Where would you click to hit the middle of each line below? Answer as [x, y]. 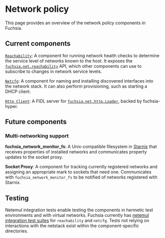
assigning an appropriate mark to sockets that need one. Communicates [78, 172]
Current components [38, 44]
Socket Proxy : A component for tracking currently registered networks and [81, 167]
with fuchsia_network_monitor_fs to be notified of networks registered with [81, 177]
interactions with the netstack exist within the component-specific [72, 226]
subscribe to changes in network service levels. [54, 71]
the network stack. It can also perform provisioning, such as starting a [76, 86]
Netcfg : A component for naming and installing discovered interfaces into [79, 81]
